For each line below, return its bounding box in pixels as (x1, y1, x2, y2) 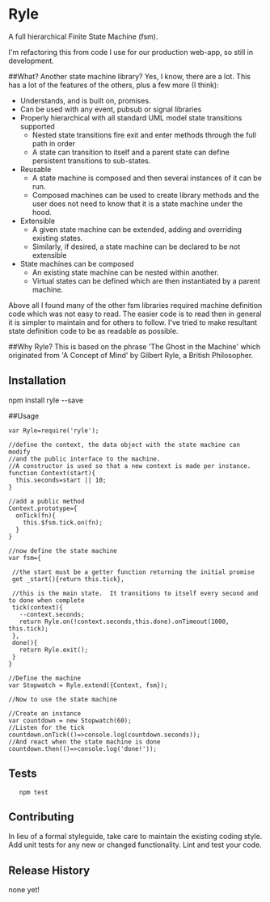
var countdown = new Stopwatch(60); (8, 716, 132, 724)
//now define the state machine (8, 546, 117, 554)
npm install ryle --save (8, 395, 83, 405)
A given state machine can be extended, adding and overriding (32, 224, 243, 234)
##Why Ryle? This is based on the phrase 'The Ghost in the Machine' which (8, 341, 261, 352)
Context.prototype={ (8, 504, 78, 512)
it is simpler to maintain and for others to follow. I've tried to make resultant (8, 317, 257, 327)
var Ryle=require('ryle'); (8, 426, 99, 435)
